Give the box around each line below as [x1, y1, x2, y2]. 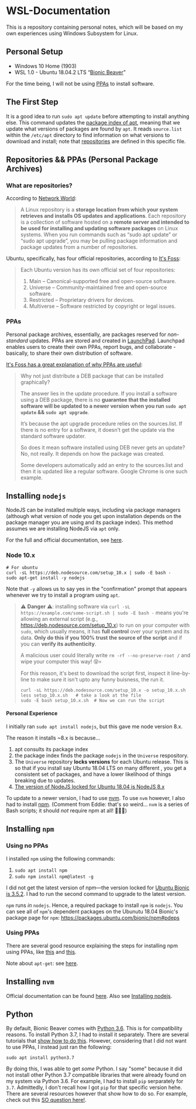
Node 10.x [6, 551, 35, 559]
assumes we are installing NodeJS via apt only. [6, 525, 120, 532]
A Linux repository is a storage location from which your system [20, 206, 178, 213]
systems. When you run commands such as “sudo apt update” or [20, 231, 177, 238]
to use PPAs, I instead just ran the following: [6, 1044, 112, 1051]
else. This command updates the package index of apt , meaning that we [6, 119, 180, 126]
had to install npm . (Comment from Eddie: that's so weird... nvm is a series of [6, 801, 190, 808]
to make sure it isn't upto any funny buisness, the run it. [30, 676, 165, 683]
